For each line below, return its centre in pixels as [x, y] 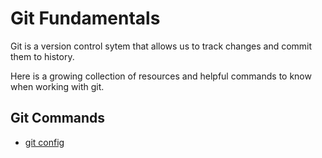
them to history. [42, 56]
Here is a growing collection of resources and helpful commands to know [161, 76]
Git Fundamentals [85, 18]
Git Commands [58, 118]
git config [44, 142]
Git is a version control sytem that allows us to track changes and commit [161, 46]
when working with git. [57, 86]
